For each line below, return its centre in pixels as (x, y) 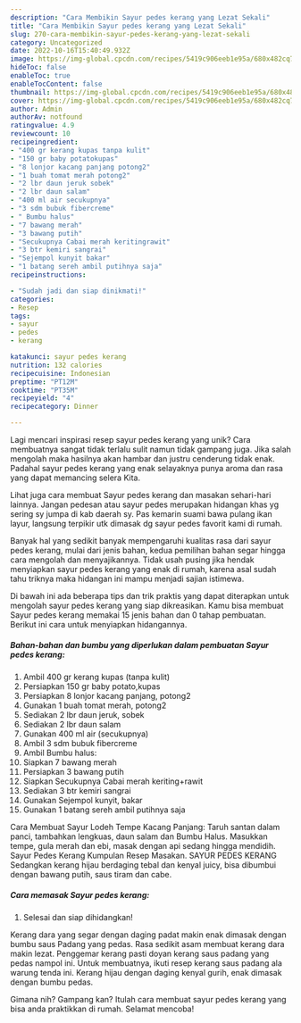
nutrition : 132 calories (56, 365)
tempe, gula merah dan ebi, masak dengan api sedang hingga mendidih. (143, 845)
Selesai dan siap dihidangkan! (78, 917)
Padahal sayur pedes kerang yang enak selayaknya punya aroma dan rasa (147, 468)
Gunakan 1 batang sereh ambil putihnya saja (104, 810)
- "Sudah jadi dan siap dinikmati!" (78, 291)
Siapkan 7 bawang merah (70, 762)
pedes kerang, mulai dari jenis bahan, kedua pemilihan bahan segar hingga (148, 550)
